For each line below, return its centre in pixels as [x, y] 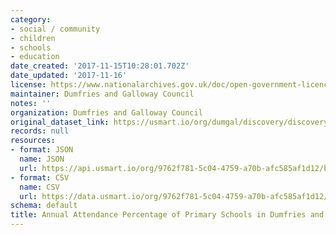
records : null [40, 131]
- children [33, 38]
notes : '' [31, 103]
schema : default [44, 206]
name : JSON [42, 159]
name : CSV [39, 187]
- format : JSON [42, 150]
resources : [33, 141]
